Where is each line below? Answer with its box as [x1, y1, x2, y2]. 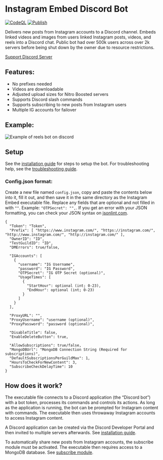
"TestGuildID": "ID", [9, 240, 54, 245]
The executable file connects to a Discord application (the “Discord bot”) [5, 394, 151, 400]
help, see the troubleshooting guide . [5, 166, 78, 172]
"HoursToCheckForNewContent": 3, [9, 360, 77, 365]
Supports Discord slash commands [12, 96, 83, 102]
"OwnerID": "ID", [9, 236, 45, 241]
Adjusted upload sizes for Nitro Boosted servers [12, 91, 109, 97]
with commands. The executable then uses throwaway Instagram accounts [5, 410, 156, 416]
